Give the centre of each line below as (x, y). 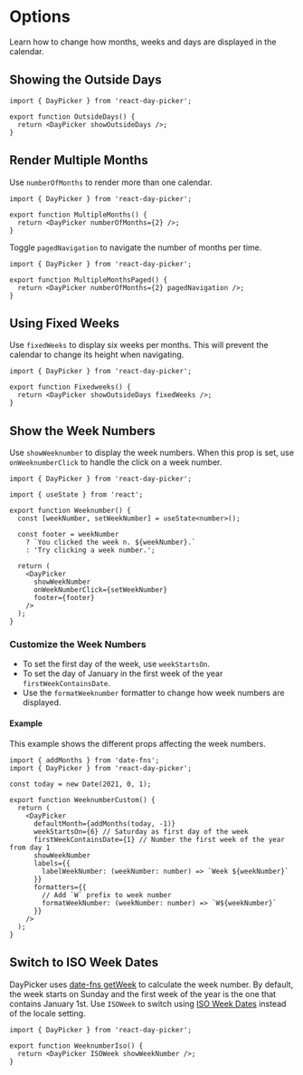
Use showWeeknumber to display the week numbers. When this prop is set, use (152, 453)
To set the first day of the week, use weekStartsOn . (116, 664)
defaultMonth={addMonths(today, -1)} (104, 823)
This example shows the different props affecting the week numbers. (138, 743)
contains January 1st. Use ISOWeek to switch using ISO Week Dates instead (148, 1003)
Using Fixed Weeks (65, 323)
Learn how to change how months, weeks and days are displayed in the (143, 42)
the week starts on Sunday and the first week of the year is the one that (143, 993)
